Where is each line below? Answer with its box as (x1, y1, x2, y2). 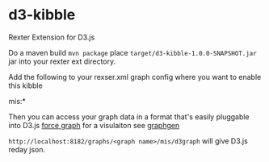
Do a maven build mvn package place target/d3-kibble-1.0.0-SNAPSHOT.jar (8, 48, 257, 57)
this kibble (8, 81, 43, 90)
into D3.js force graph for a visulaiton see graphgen (8, 120, 180, 130)
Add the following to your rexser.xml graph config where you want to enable (8, 72, 262, 81)
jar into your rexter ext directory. (8, 56, 116, 66)
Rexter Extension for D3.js (8, 32, 95, 42)
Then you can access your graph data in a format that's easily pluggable (8, 111, 250, 122)
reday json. (8, 144, 46, 154)
